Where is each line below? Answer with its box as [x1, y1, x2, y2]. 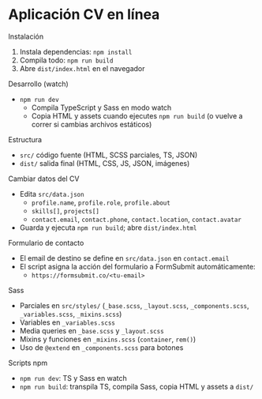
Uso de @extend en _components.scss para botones [19, 342, 184, 352]
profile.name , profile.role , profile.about [31, 198, 171, 207]
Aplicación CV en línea [8, 6, 160, 24]
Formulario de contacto [8, 238, 84, 247]
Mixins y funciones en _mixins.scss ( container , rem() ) [19, 334, 196, 344]
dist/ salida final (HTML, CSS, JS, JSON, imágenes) [19, 158, 190, 168]
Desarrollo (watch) [8, 79, 69, 88]
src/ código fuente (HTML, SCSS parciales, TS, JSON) [19, 150, 198, 160]
